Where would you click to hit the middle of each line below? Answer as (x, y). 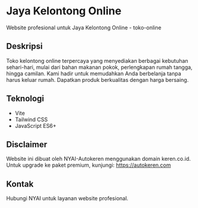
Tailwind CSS (31, 119)
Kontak (20, 184)
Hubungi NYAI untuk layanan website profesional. (67, 198)
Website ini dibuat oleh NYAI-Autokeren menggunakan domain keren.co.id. (98, 159)
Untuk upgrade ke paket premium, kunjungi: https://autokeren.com (88, 165)
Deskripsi (25, 46)
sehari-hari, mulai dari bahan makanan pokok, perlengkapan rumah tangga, (100, 67)
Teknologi (25, 99)
